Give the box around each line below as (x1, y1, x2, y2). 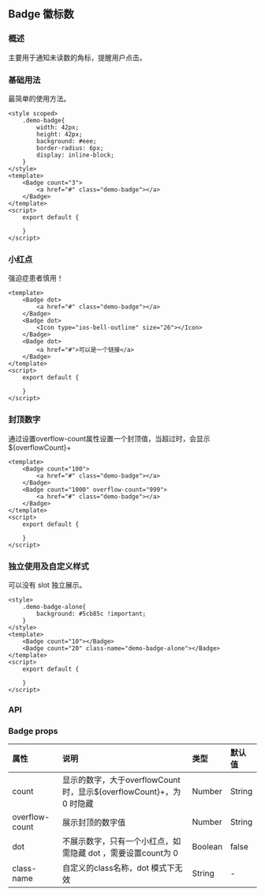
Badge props (8, 725, 58, 736)
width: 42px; (36, 123, 80, 131)
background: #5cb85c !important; (36, 610, 147, 618)
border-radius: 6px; (36, 144, 104, 152)
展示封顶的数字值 (62, 817, 126, 828)
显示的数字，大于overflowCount (62, 774, 181, 785)
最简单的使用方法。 (8, 93, 71, 103)
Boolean (192, 841, 223, 853)
